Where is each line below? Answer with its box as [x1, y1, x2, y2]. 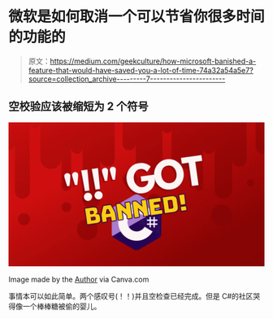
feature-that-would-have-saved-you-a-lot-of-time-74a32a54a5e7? [28, 65, 253, 75]
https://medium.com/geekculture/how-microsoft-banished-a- [50, 56, 257, 66]
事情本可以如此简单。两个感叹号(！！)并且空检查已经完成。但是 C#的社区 [8, 291, 253, 301]
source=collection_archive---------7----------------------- [28, 74, 226, 84]
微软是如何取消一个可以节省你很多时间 [8, 7, 266, 26]
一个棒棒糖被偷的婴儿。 [22, 302, 102, 312]
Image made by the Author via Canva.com [8, 274, 149, 285]
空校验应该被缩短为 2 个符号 [8, 99, 149, 114]
